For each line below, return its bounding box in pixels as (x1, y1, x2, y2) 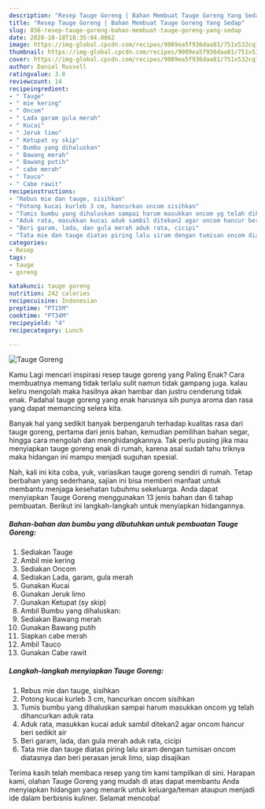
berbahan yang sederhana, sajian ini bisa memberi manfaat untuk (9, 476, 221, 486)
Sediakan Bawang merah (20, 614, 101, 624)
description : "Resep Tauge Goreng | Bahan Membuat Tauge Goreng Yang (9, 11, 242, 20)
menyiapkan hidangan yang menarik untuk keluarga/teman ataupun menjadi (9, 785, 255, 795)
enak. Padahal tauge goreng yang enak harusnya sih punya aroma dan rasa (9, 395, 254, 404)
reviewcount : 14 (9, 77, 62, 85)
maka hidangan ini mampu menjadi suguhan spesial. (9, 453, 179, 462)
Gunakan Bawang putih (20, 623, 97, 632)
